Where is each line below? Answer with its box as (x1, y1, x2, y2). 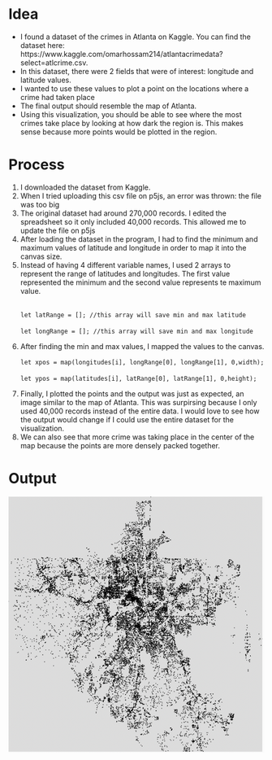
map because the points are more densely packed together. (19, 440, 221, 450)
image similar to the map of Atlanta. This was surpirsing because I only (19, 397, 257, 407)
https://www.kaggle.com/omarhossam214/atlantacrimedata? (19, 49, 223, 59)
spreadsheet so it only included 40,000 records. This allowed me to (19, 216, 247, 226)
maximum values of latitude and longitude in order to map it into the (19, 242, 247, 252)
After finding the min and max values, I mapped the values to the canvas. (19, 341, 265, 351)
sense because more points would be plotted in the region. (19, 127, 218, 137)
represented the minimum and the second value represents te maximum (19, 277, 261, 287)
